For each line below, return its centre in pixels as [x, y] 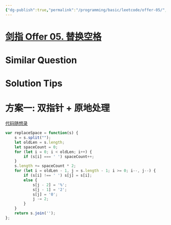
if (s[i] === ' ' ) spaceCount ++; [59, 156]
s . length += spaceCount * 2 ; [45, 166]
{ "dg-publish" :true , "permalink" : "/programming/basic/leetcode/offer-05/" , [86, 10]
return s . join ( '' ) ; [35, 213]
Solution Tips [34, 84]
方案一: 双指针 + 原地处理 [58, 108]
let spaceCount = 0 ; [36, 147]
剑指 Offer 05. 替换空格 [53, 37]
